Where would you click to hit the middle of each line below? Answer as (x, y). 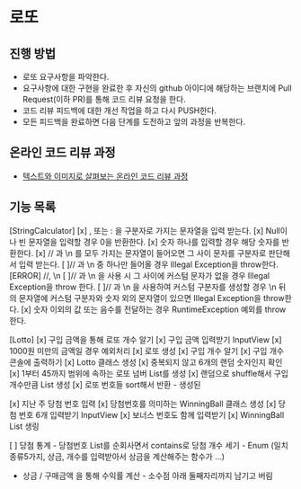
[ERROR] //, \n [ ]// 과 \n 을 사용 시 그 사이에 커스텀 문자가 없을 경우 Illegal (140, 275)
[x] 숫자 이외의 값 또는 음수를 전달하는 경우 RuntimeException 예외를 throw (154, 309)
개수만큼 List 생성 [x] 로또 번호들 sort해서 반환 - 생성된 (105, 384)
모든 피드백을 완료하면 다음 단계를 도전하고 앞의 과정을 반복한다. (133, 122)
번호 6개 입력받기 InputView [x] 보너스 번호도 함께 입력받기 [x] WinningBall (151, 414)
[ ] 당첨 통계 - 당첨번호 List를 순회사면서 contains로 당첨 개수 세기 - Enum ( (142, 445)
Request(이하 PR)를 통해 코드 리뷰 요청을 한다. (104, 99)
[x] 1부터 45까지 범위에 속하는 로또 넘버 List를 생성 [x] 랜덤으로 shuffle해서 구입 (149, 373)
